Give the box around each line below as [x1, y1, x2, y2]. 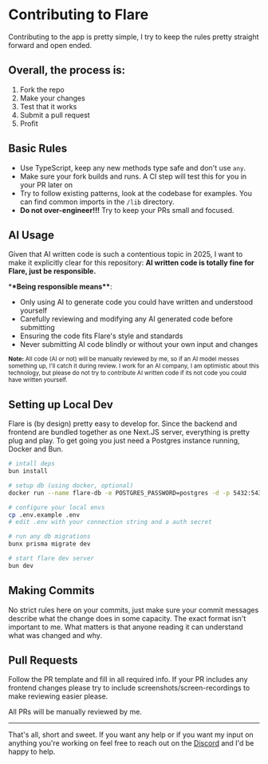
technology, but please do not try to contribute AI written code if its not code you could [8, 369, 247, 377]
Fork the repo [19, 85, 65, 94]
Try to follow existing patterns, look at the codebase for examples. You [19, 188, 253, 198]
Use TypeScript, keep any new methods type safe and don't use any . [19, 163, 246, 172]
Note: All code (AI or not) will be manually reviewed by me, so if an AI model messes [8, 355, 239, 364]
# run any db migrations [8, 533, 91, 541]
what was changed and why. [8, 630, 102, 640]
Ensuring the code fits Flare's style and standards [19, 331, 183, 341]
